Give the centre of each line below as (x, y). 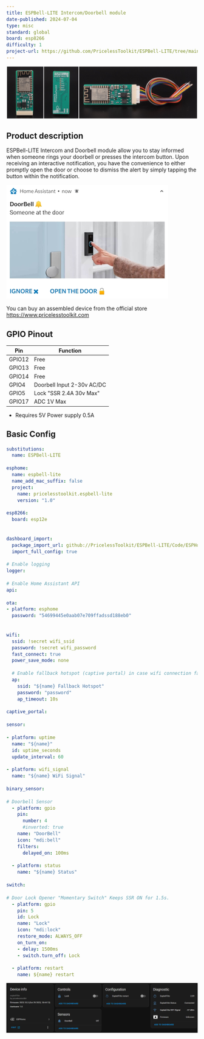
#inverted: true (43, 827)
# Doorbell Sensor (29, 802)
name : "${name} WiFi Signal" (49, 776)
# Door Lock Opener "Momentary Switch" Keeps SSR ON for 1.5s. (88, 898)
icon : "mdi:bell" (39, 840)
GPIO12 (19, 359)
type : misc (20, 26)
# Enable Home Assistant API (43, 584)
